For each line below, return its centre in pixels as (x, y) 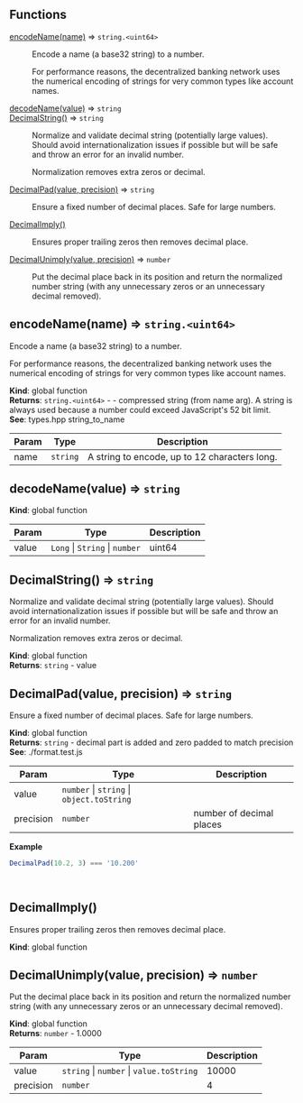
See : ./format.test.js (46, 752)
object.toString (97, 800)
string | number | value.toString (130, 1071)
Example (26, 847)
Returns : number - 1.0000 (55, 1034)
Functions (38, 15)
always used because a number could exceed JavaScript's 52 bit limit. (140, 409)
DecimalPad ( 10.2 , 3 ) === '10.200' (74, 864)
